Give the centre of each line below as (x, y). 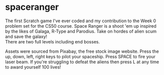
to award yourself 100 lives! (33, 67)
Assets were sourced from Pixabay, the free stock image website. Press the (82, 51)
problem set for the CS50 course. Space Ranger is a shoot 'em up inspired (81, 26)
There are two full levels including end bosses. (53, 41)
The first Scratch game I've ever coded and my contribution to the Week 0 (81, 21)
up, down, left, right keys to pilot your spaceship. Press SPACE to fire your (80, 56)
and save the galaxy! (26, 37)
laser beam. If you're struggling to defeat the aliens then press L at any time (82, 62)
